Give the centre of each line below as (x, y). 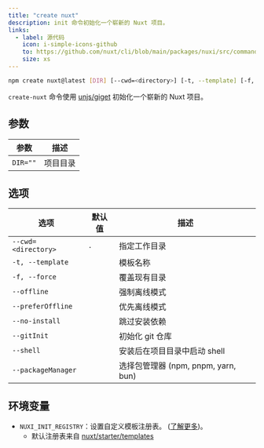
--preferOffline (42, 306)
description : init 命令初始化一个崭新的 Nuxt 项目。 (88, 23)
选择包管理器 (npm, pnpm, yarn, (178, 366)
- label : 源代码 (40, 37)
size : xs (37, 60)
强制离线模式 (143, 293)
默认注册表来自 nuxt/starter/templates (93, 436)
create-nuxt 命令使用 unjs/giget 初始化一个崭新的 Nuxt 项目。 (108, 97)
